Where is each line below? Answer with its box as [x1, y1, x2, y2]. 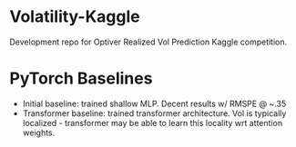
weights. [22, 127, 56, 138]
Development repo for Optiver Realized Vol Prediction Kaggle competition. [9, 36, 288, 47]
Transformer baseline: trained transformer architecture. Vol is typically [22, 107, 287, 119]
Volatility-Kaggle [9, 6, 140, 27]
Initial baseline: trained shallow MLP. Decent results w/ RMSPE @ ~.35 [22, 98, 287, 109]
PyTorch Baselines [9, 68, 153, 89]
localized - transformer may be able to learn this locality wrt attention [22, 117, 283, 128]
